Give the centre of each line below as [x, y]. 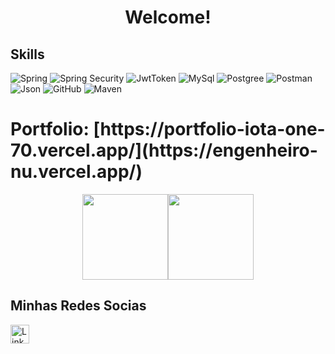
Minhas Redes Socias [78, 306]
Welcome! [168, 17]
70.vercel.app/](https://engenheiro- [164, 150]
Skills [27, 54]
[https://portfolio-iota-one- [209, 129]
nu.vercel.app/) [76, 172]
